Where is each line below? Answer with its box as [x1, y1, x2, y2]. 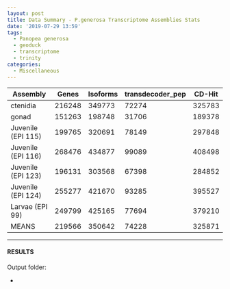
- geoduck [13, 42, 41, 49]
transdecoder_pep [124, 89, 186, 99]
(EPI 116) [10, 151, 42, 161]
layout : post [7, 10, 44, 17]
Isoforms [88, 89, 118, 99]
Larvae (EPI [10, 201, 48, 211]
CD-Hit [194, 89, 218, 99]
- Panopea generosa [13, 36, 69, 42]
